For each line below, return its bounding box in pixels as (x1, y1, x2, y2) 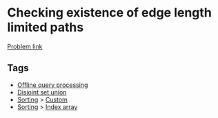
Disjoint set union (17, 88, 67, 96)
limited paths (7, 19, 84, 35)
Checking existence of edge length (7, 5, 212, 21)
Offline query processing (17, 81, 88, 89)
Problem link (7, 42, 43, 50)
